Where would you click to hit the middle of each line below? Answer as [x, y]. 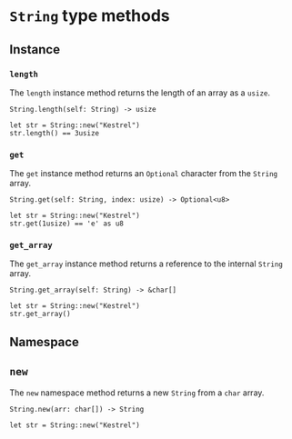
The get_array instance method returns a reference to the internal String [146, 264]
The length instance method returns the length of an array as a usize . [140, 93]
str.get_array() [40, 314]
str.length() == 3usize [55, 133]
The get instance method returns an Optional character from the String [144, 174]
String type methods [90, 16]
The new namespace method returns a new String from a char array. [137, 393]
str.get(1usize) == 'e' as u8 [67, 224]
